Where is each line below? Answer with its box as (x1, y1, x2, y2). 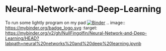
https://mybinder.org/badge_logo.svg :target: (5, 25, 97, 30)
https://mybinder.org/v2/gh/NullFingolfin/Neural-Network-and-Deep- (5, 30, 147, 36)
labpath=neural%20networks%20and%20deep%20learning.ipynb (5, 40, 142, 46)
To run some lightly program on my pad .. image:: (5, 20, 126, 25)
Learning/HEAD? (5, 35, 39, 41)
